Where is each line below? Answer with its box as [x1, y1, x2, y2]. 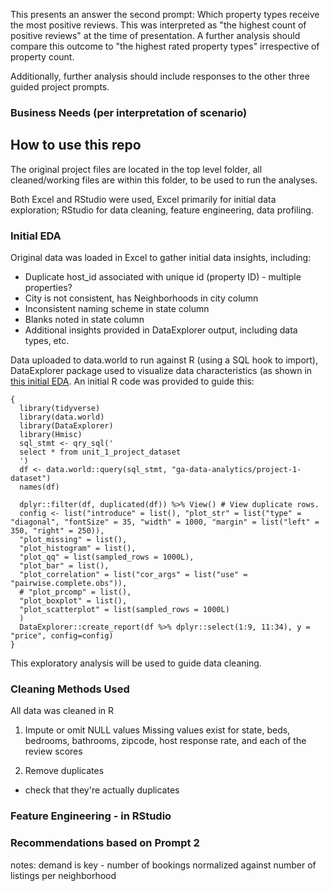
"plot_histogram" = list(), [19, 544, 137, 554]
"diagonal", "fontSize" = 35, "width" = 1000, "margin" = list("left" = [10, 517, 320, 528]
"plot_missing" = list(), [19, 535, 128, 545]
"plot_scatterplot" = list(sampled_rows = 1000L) [19, 605, 230, 615]
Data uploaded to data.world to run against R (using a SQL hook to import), [10, 354, 318, 366]
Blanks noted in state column [24, 314, 145, 326]
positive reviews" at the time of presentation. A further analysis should [10, 30, 301, 41]
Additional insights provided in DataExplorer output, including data [24, 324, 298, 336]
